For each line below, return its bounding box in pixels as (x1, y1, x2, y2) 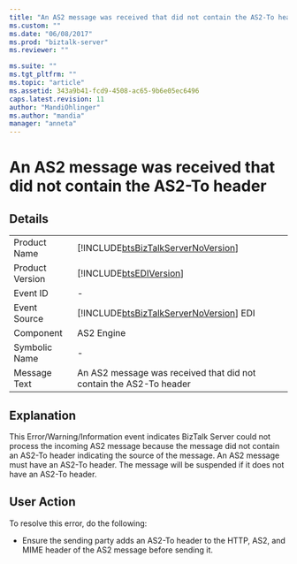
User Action (9, 494, 77, 509)
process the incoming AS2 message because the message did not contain (9, 440, 280, 451)
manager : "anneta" (9, 119, 77, 128)
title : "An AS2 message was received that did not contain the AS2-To (9, 12, 275, 22)
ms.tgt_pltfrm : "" (9, 70, 77, 80)
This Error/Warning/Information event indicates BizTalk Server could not (9, 431, 271, 442)
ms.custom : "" (9, 21, 62, 30)
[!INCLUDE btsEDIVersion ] (77, 267, 185, 279)
